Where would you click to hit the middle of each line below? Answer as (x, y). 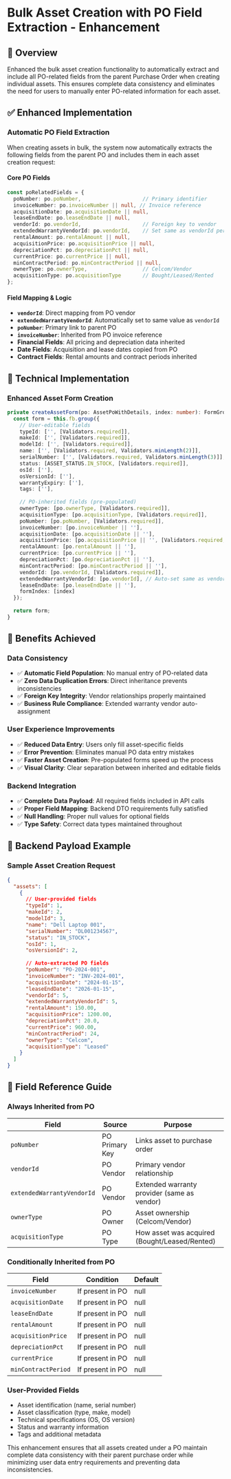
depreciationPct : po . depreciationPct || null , (81, 250)
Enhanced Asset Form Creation (60, 398)
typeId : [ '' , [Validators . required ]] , (75, 432)
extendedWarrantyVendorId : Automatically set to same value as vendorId (118, 320)
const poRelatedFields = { (46, 192)
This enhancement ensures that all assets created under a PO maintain (107, 1448)
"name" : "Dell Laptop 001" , (66, 925)
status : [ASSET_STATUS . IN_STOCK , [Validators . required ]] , (104, 463)
